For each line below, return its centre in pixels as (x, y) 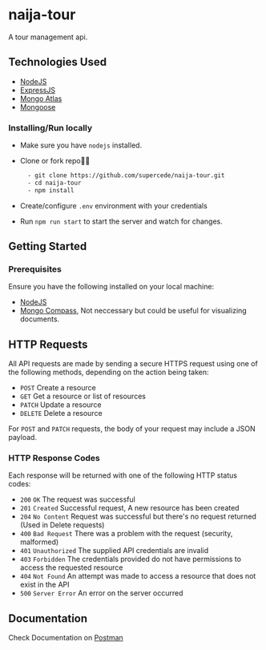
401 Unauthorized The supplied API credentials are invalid (114, 551)
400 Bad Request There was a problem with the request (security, (126, 534)
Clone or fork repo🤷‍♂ (55, 161)
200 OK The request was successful (78, 499)
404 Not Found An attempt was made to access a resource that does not (138, 576)
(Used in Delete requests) (62, 525)
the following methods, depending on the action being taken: (109, 372)
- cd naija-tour (54, 183)
